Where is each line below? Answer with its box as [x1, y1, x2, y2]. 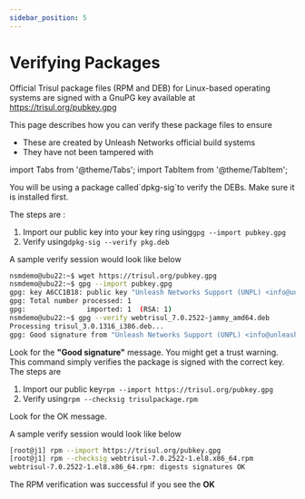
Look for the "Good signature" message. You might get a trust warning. [9, 347, 279, 357]
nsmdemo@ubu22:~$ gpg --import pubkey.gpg [9, 279, 172, 289]
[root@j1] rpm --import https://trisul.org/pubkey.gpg [9, 445, 221, 455]
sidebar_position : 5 [9, 13, 88, 23]
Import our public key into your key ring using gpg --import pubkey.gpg [22, 226, 287, 237]
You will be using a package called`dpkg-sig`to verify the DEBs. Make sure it [9, 181, 295, 192]
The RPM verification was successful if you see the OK [9, 479, 215, 490]
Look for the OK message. [9, 410, 107, 422]
